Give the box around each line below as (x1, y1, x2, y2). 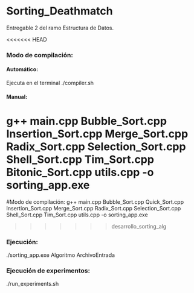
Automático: (6, 66, 39, 73)
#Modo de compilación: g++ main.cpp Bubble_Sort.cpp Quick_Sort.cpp (6, 198, 184, 206)
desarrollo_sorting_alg (111, 222, 167, 230)
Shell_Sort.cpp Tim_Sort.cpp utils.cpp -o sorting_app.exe (6, 211, 148, 218)
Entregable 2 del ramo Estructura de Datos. (6, 24, 114, 31)
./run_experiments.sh (6, 280, 59, 288)
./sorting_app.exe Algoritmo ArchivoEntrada (6, 251, 115, 259)
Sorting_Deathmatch (6, 4, 113, 18)
